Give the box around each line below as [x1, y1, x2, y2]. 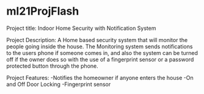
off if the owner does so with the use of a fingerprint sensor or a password [6, 56, 194, 63]
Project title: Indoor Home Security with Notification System [6, 24, 156, 32]
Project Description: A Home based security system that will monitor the [6, 36, 188, 43]
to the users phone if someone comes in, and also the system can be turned [6, 49, 199, 56]
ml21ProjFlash [6, 4, 79, 18]
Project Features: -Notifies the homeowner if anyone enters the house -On [6, 74, 194, 81]
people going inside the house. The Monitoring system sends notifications [6, 43, 193, 50]
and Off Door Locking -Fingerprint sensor [6, 81, 111, 88]
